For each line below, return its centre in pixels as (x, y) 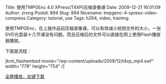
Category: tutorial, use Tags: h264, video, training (78, 18)
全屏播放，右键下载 (25, 76)
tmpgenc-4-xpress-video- (131, 13)
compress (15, 18)
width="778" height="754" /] (35, 66)
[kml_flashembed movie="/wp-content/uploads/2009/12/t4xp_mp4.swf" (80, 61)
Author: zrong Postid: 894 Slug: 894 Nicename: (54, 13)
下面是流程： (18, 51)
